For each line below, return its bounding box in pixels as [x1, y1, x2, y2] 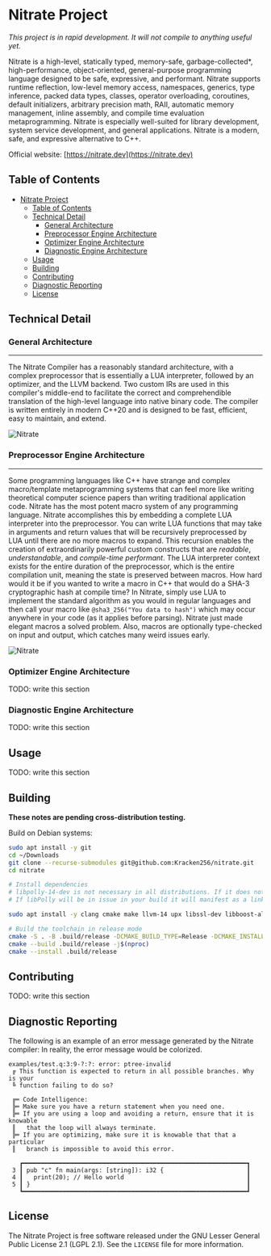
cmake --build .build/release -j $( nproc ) [8, 939, 150, 948]
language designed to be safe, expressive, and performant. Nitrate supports [8, 74, 261, 83]
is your [8, 1074, 35, 1083]
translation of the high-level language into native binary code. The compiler [8, 397, 259, 406]
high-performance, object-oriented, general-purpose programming [8, 65, 231, 74]
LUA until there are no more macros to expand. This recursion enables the [8, 536, 254, 545]
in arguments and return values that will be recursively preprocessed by [8, 527, 248, 536]
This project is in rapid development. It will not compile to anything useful [8, 32, 252, 42]
